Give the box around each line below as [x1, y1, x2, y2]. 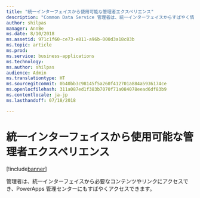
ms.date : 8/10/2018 [6, 31, 55, 37]
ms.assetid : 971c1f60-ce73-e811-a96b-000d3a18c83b [6, 36, 135, 42]
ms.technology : [6, 58, 44, 64]
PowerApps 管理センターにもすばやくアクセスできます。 [16, 185, 155, 192]
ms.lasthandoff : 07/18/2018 [6, 97, 76, 103]
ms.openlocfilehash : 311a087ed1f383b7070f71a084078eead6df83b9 [6, 86, 167, 92]
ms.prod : [6, 48, 28, 54]
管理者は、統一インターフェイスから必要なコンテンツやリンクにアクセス [6, 177, 184, 185]
